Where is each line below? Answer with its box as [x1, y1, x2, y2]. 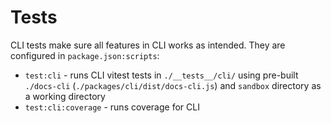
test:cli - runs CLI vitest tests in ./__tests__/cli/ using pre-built [24, 69, 299, 81]
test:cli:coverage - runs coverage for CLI [24, 101, 200, 113]
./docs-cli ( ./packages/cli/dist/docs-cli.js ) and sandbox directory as [24, 79, 322, 91]
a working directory [24, 90, 106, 102]
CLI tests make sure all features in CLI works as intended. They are [10, 39, 286, 51]
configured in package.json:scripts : [10, 49, 160, 61]
